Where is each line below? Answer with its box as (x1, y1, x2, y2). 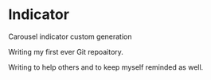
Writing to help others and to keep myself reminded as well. (8, 62, 204, 72)
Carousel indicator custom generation (8, 32, 133, 41)
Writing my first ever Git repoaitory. (8, 47, 123, 56)
